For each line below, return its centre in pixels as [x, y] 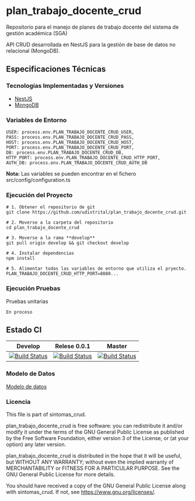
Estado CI [24, 330]
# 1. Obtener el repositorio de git [51, 207]
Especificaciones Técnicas [56, 69]
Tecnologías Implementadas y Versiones [65, 86]
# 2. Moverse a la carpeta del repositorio [60, 223]
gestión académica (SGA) [37, 33]
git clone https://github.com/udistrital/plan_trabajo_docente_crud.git [96, 212]
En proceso [19, 312]
